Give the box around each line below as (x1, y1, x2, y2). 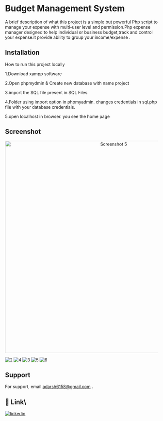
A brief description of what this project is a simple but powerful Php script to (5, 19, 158, 25)
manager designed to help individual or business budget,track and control (5, 29, 153, 35)
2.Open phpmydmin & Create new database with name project (5, 80, 130, 86)
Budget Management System (5, 3, 125, 14)
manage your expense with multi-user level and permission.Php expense (5, 24, 151, 30)
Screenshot (5, 128, 41, 136)
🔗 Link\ (5, 398, 27, 406)
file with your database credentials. (5, 104, 76, 110)
